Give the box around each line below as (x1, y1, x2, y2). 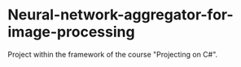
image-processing (7, 23, 135, 41)
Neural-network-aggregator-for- (7, 6, 234, 24)
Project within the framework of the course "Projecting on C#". (7, 49, 218, 59)
